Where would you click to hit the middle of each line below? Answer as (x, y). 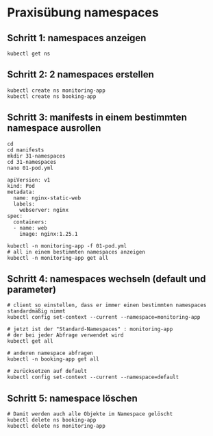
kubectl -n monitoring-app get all (58, 258)
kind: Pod (21, 186)
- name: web (30, 228)
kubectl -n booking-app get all (53, 359)
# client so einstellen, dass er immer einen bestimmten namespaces (107, 305)
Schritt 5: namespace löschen (73, 398)
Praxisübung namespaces (83, 13)
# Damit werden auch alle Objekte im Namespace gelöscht (90, 414)
